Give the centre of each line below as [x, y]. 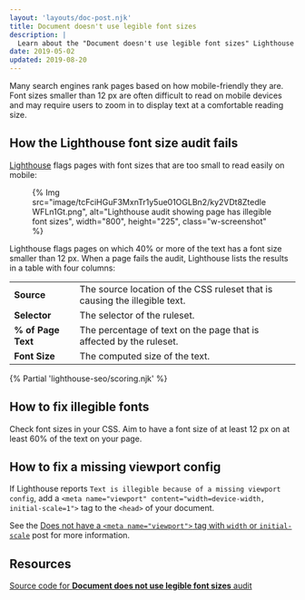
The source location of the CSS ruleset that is [176, 289]
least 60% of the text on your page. [76, 438]
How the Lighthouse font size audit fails [124, 143]
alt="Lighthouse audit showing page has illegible [181, 211]
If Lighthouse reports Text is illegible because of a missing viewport [145, 489]
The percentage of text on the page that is [169, 330]
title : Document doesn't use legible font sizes [103, 26]
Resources [40, 564]
